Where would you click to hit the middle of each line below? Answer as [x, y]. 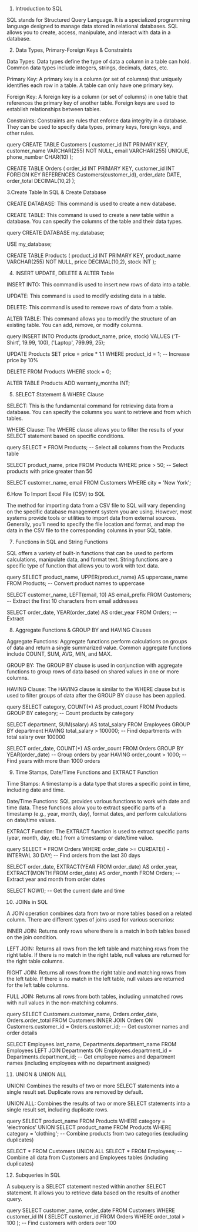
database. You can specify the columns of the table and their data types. [95, 221]
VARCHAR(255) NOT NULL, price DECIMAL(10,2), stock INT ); [81, 262]
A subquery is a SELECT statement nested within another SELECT [86, 1186]
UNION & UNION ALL [41, 1074]
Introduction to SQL [39, 9]
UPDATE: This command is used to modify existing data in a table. [86, 296]
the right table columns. [35, 961]
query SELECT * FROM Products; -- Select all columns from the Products [95, 447]
